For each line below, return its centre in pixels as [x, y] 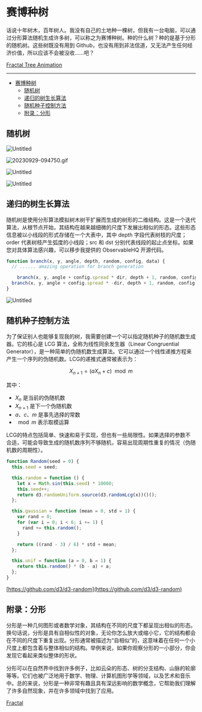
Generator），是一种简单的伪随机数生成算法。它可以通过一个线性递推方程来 [99, 351]
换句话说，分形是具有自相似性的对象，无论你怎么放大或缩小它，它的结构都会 [101, 633]
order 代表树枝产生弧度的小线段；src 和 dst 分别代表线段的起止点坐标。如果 [100, 242]
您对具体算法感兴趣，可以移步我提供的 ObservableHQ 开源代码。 [87, 250]
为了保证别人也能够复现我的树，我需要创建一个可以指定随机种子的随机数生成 [101, 336]
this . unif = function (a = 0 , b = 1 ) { [62, 561]
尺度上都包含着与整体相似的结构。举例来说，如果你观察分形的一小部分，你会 [101, 648]
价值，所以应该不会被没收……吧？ [53, 52]
